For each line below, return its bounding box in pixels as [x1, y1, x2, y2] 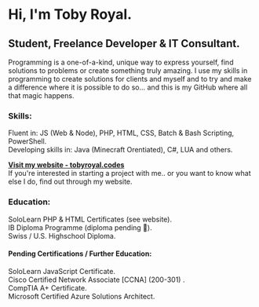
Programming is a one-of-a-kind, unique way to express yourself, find [8, 57, 234, 67]
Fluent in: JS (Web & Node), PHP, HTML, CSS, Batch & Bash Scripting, [8, 128, 235, 138]
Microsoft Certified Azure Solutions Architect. [8, 291, 155, 301]
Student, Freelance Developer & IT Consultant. [8, 37, 241, 50]
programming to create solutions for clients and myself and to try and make [8, 75, 252, 83]
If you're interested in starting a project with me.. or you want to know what [8, 169, 251, 178]
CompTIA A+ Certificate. [8, 283, 88, 292]
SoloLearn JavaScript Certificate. [8, 266, 116, 276]
